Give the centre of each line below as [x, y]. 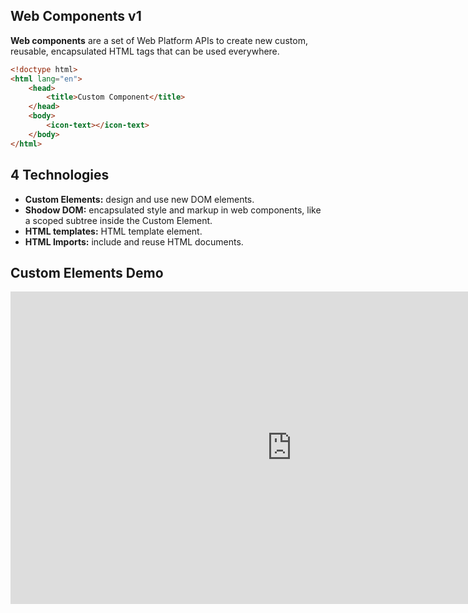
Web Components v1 [76, 16]
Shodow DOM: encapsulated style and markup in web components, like [173, 210]
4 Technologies [60, 175]
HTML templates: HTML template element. [113, 231]
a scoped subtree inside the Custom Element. [118, 220]
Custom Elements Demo [87, 272]
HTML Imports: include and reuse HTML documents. [134, 241]
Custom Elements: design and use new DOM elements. [139, 199]
